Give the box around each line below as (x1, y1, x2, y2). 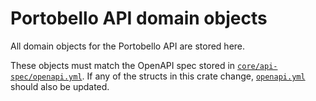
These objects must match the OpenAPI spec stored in (10, 59, 236, 71)
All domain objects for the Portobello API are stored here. (10, 40, 246, 52)
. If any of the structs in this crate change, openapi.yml (81, 70, 306, 82)
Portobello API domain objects (10, 7, 268, 30)
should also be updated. (10, 80, 110, 92)
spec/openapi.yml (10, 72, 83, 82)
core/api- (237, 61, 278, 71)
